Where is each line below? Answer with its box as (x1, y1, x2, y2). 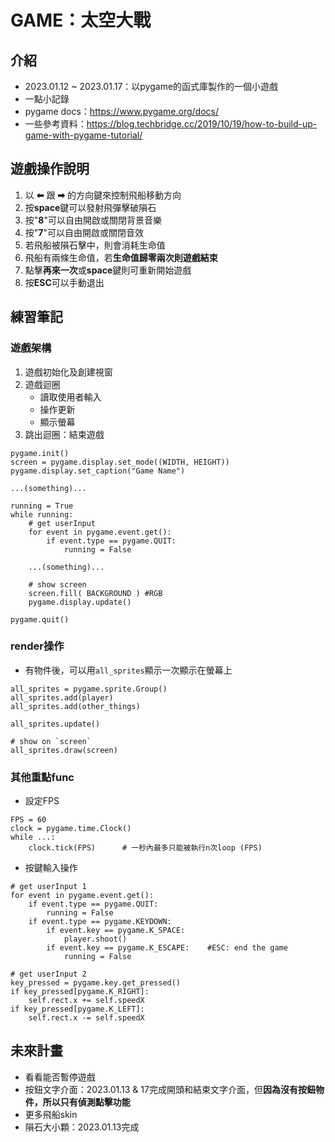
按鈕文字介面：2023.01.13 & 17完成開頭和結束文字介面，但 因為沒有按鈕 (24, 1083, 316, 1095)
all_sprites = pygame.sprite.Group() (10, 684, 168, 694)
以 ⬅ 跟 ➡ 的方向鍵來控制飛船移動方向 (24, 189, 182, 201)
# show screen (28, 579, 87, 590)
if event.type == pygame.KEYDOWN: (28, 917, 172, 927)
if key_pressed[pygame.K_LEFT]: (10, 1004, 145, 1015)
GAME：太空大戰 (10, 9, 152, 32)
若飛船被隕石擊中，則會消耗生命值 (24, 239, 166, 251)
